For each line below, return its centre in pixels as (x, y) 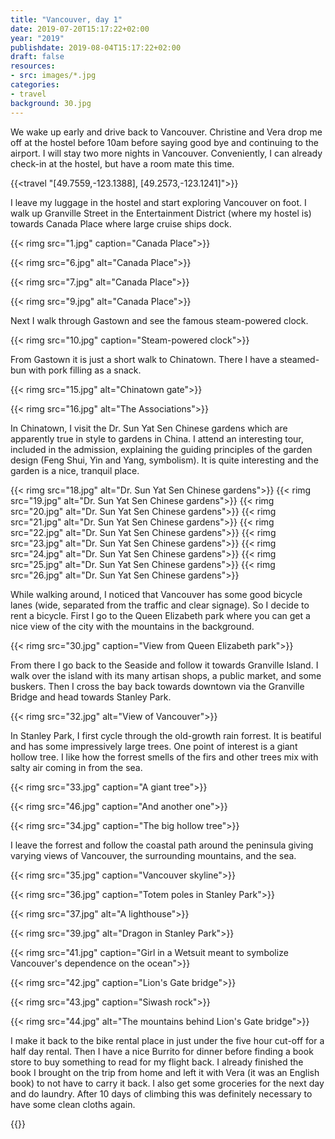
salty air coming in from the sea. (76, 767)
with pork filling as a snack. (85, 370)
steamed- (299, 359)
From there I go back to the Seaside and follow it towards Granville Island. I (164, 665)
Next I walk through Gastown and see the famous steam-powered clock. (159, 320)
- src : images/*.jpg (53, 76)
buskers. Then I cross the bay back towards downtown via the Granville (157, 686)
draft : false (37, 57)
